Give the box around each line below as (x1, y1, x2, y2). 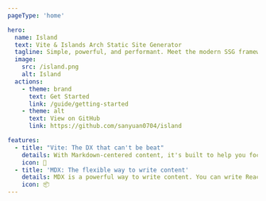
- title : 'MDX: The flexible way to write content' (14, 166, 190, 174)
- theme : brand (21, 85, 72, 93)
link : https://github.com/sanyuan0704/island (28, 122, 182, 130)
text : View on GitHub (28, 114, 101, 123)
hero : (7, 25, 25, 34)
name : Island (14, 33, 58, 41)
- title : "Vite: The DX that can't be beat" (14, 144, 164, 152)
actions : (14, 77, 44, 86)
